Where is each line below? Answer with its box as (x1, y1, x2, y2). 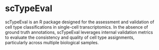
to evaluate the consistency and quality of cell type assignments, (5, 34, 135, 40)
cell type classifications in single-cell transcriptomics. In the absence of (5, 24, 148, 30)
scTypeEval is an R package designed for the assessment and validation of (5, 19, 154, 25)
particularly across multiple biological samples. (5, 39, 99, 45)
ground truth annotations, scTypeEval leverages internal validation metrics (5, 29, 153, 35)
